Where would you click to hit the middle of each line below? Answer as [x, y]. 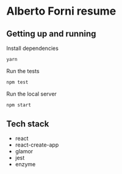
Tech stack [28, 124]
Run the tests [23, 71]
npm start [19, 105]
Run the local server [31, 94]
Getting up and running [51, 34]
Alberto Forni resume [61, 11]
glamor [24, 151]
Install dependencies [33, 48]
